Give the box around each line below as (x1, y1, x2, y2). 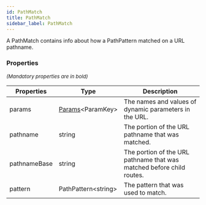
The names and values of (123, 97, 197, 106)
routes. (123, 171, 144, 179)
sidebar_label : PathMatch (6, 20, 72, 26)
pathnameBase (9, 159, 53, 168)
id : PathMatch (6, 9, 43, 15)
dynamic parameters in (123, 105, 190, 113)
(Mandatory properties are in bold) (6, 73, 88, 80)
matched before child (123, 163, 186, 171)
